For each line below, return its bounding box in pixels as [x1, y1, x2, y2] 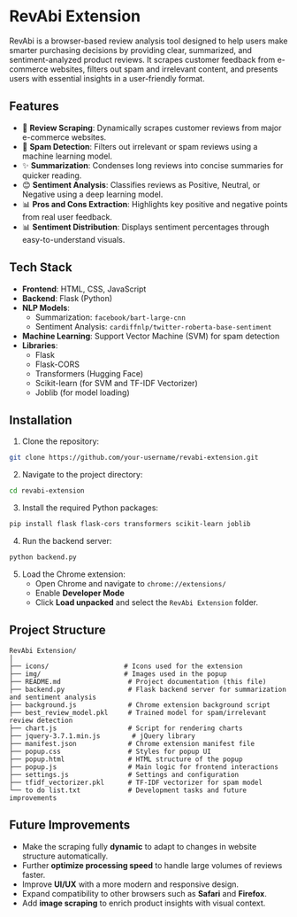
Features [9, 99, 59, 114]
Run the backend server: [21, 536, 112, 546]
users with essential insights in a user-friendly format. [9, 73, 205, 83]
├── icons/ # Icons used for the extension [9, 662, 243, 671]
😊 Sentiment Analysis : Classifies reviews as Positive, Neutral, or [21, 179, 261, 190]
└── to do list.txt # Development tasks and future [9, 786, 247, 795]
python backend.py [9, 553, 77, 562]
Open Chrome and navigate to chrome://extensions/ [34, 578, 227, 588]
